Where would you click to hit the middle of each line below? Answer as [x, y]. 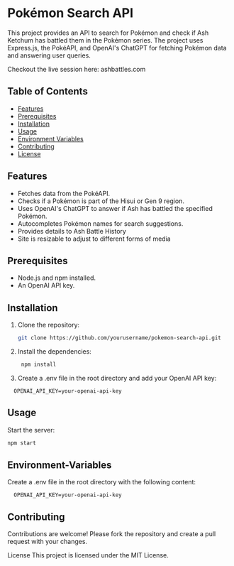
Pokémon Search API [70, 13]
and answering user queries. [49, 55]
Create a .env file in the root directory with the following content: [102, 482]
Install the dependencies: [55, 352]
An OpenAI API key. [46, 285]
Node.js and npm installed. [57, 278]
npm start [22, 443]
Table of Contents [48, 91]
